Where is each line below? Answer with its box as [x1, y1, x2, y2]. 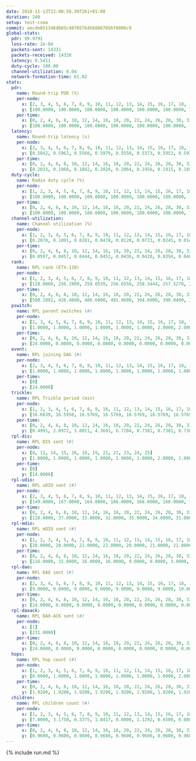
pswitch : [11, 303, 33, 309]
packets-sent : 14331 [11, 47, 61, 53]
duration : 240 [6, 14, 41, 20]
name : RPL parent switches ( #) [16, 308, 93, 314]
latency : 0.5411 [11, 57, 51, 63]
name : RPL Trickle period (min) [16, 395, 95, 401]
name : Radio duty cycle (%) [16, 178, 85, 183]
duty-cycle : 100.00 [11, 63, 59, 69]
